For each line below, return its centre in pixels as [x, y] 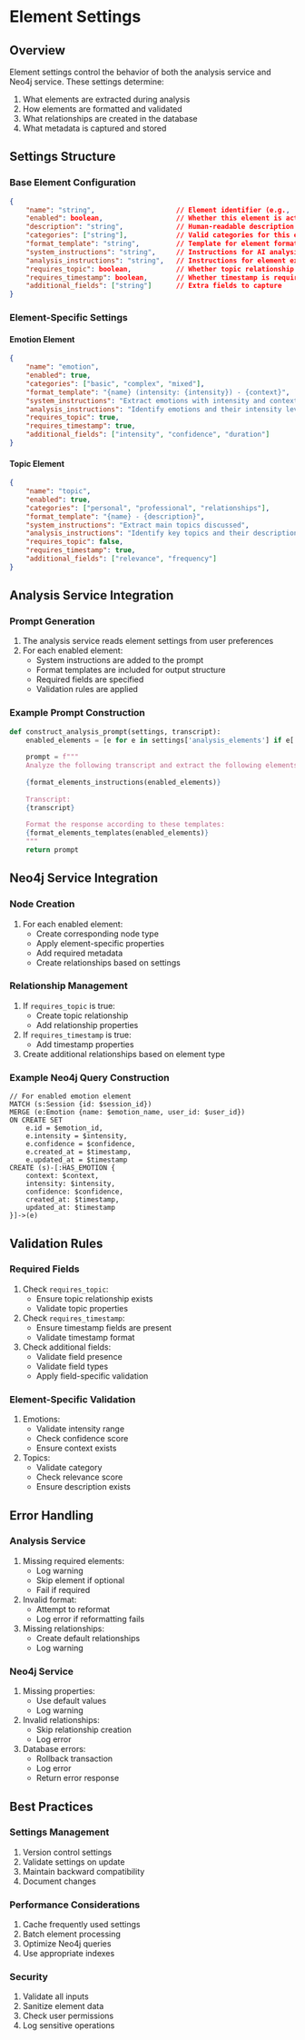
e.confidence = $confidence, [81, 1144]
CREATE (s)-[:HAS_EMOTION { [63, 1168]
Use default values [71, 1701]
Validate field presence [79, 1356]
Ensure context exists [76, 1448]
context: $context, [63, 1176]
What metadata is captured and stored [94, 128]
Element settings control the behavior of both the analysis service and [140, 72]
